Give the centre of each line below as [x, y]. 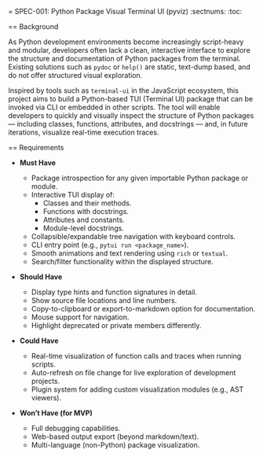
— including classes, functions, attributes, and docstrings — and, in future [128, 124]
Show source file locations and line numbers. [104, 300]
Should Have [41, 277]
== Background [33, 26]
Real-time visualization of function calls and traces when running [136, 356]
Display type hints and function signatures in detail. [114, 292]
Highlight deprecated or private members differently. [116, 325]
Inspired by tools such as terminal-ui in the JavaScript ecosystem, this [124, 90]
